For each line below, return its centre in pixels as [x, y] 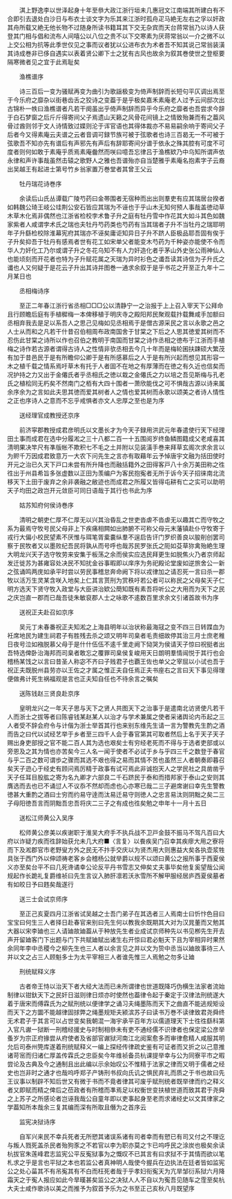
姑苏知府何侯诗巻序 [46, 505]
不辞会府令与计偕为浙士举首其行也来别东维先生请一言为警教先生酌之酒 [125, 725]
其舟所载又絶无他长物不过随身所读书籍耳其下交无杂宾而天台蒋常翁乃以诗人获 [116, 27]
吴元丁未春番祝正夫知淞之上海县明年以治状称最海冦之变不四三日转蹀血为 [122, 627]
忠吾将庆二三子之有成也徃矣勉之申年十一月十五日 [137, 803]
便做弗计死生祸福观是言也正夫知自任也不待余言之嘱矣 [83, 679]
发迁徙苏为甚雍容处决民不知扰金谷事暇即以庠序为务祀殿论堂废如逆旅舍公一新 [116, 563]
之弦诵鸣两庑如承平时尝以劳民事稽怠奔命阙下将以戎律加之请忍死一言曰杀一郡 [116, 572]
